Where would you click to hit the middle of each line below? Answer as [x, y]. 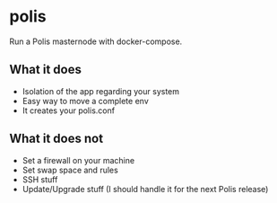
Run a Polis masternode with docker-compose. [96, 41]
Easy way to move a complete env [86, 101]
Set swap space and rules [70, 170]
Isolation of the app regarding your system [101, 91]
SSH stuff [40, 179]
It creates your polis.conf [68, 110]
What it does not [56, 139]
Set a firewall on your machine [78, 160]
